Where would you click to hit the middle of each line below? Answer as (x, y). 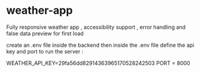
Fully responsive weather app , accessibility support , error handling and (96, 27)
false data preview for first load (45, 33)
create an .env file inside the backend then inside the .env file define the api (100, 45)
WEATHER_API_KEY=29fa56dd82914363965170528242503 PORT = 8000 (98, 63)
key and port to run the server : (45, 51)
